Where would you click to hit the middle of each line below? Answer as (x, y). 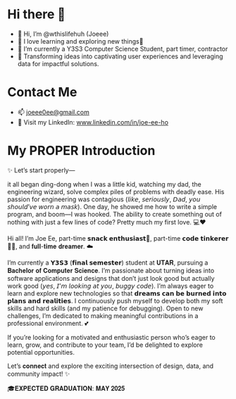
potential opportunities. (41, 352)
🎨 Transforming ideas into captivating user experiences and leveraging (120, 56)
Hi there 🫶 (36, 14)
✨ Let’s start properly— (41, 170)
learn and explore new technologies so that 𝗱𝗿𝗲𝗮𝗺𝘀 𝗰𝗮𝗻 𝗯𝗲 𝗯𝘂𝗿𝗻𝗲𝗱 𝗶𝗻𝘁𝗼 (117, 293)
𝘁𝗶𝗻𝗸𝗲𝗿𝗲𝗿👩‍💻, (215, 238)
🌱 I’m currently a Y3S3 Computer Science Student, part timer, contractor (123, 49)
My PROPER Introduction (81, 151)
